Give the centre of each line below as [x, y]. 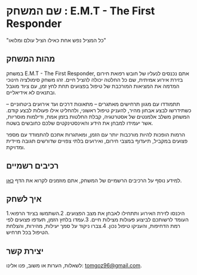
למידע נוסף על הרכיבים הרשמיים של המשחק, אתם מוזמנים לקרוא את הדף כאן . [94, 180]
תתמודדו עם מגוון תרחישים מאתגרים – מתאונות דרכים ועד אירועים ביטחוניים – [93, 104]
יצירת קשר [25, 251]
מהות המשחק [31, 59]
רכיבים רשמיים [33, 166]
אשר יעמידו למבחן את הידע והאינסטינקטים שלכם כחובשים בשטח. [80, 123]
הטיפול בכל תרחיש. [28, 232]
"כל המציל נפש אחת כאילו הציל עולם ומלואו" [56, 40]
